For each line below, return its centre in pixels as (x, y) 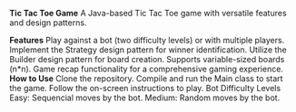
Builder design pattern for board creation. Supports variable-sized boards (147, 59)
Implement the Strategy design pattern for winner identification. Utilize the (148, 50)
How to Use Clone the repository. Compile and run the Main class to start (146, 79)
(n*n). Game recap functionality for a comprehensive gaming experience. (147, 69)
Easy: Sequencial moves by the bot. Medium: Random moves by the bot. (145, 98)
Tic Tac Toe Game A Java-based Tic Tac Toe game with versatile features (148, 13)
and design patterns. (48, 23)
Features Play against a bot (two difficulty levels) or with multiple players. (147, 40)
